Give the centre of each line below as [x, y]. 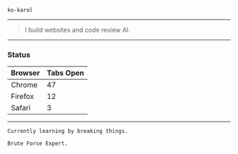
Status [19, 54]
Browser [25, 73]
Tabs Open [65, 73]
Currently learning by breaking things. [68, 131]
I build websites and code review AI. [77, 30]
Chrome [24, 85]
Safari [21, 108]
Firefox [22, 97]
